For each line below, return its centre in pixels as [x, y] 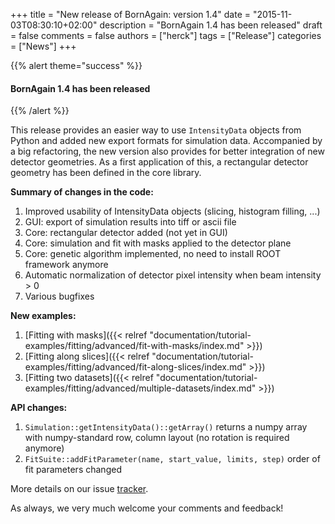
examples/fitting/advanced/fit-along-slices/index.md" [135, 367]
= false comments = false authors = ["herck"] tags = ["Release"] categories [166, 35]
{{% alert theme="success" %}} [76, 65]
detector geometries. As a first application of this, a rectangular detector [159, 162]
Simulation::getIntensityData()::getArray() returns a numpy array [166, 427]
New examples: [43, 316]
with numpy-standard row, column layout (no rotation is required [157, 438]
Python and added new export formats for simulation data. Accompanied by [166, 141]
